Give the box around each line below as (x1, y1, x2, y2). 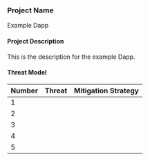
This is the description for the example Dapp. (7, 53, 135, 61)
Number (10, 86, 38, 95)
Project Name (7, 6, 54, 15)
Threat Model (7, 68, 47, 77)
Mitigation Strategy (73, 86, 140, 95)
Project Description (7, 37, 64, 45)
